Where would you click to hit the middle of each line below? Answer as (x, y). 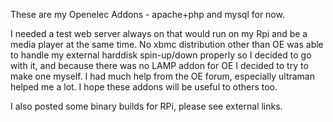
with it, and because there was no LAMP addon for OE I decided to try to (159, 65)
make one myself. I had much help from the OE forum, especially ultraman (162, 76)
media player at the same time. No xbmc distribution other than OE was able (167, 44)
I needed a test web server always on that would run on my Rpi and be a (159, 33)
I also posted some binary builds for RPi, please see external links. (146, 106)
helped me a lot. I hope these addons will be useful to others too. (144, 87)
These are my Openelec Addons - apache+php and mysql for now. (147, 14)
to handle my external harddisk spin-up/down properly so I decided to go (161, 55)
